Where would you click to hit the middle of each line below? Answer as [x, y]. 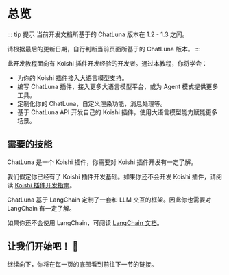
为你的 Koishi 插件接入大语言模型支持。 [72, 78]
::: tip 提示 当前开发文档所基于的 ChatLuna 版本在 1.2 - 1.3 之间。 [98, 34]
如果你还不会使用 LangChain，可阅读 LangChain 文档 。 [85, 222]
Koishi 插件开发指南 [42, 185]
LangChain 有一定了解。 [41, 208]
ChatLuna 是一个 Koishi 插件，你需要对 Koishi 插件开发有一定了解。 [102, 162]
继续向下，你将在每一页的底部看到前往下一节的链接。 [82, 264]
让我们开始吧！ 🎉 [43, 247]
